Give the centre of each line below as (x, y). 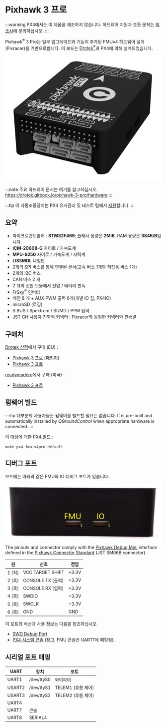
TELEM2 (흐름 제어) (75, 696)
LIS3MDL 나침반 (29, 260)
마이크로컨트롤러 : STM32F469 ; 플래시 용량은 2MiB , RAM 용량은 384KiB (85, 235)
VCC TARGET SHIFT (44, 573)
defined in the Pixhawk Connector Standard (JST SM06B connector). (76, 553)
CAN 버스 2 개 (26, 279)
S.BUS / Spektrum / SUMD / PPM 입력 (51, 311)
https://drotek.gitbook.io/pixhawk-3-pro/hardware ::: (59, 195)
